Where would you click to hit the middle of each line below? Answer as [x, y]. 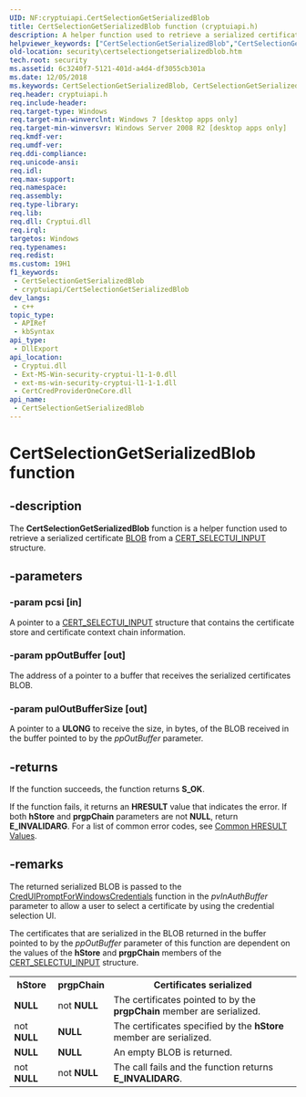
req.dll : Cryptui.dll [51, 221]
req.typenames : [38, 247]
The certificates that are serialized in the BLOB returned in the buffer [138, 933]
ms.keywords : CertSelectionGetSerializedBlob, [99, 86]
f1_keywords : [34, 273]
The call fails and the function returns [193, 1067]
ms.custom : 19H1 [40, 264]
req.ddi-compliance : [49, 153]
